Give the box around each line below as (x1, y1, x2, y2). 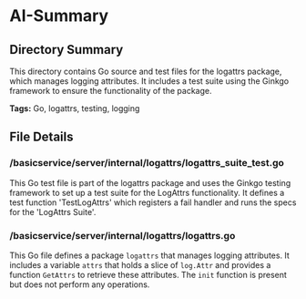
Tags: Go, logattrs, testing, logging (9, 103, 140, 114)
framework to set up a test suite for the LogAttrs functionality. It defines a (9, 187, 285, 198)
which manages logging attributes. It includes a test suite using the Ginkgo (9, 76, 290, 87)
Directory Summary (9, 42, 124, 57)
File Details (9, 129, 74, 145)
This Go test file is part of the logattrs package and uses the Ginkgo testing (9, 177, 291, 188)
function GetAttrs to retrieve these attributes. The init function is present (9, 269, 287, 280)
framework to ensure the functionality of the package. (9, 86, 212, 96)
